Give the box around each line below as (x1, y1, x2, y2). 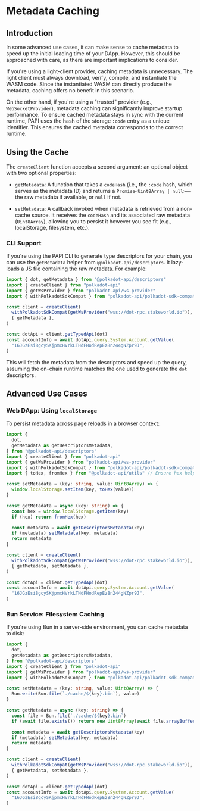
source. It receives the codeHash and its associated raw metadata (32, 211, 190, 219)
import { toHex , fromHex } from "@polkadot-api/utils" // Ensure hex (6, 470, 183, 476)
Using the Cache (6, 147, 70, 157)
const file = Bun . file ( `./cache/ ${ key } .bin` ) (11, 713, 127, 719)
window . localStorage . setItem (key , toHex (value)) (11, 486, 135, 492)
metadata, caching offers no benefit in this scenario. (6, 87, 135, 93)
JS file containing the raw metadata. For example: (25, 265, 147, 272)
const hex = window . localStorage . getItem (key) (11, 508, 129, 514)
